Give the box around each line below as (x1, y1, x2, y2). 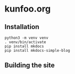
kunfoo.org (4, 3, 51, 15)
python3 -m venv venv (4, 35, 49, 40)
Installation (4, 23, 39, 31)
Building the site (4, 61, 55, 70)
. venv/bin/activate (4, 40, 47, 44)
